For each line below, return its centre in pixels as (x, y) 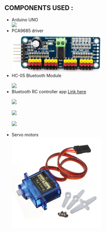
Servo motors (25, 135)
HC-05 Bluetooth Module (36, 76)
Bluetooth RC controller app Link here (49, 92)
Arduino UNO (25, 19)
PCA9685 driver (27, 31)
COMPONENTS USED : (39, 8)
